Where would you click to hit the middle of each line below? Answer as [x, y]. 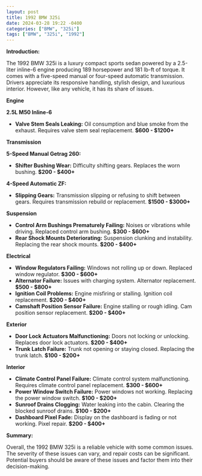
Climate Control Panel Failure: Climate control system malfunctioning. [102, 379]
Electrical [18, 256]
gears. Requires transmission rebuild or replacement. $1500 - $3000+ [103, 202]
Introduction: [23, 51]
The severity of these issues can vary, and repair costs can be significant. [98, 454]
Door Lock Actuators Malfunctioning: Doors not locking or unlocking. [102, 336]
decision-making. [28, 466]
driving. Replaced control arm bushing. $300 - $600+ [82, 232]
